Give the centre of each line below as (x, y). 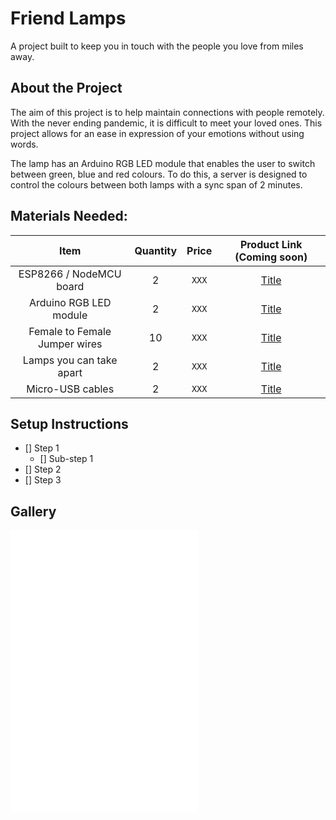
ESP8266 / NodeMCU (70, 274)
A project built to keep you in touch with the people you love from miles (157, 46)
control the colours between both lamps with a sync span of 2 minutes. (156, 184)
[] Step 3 (43, 480)
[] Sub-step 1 (66, 459)
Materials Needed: (69, 216)
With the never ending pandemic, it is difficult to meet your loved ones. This (166, 123)
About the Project (66, 88)
